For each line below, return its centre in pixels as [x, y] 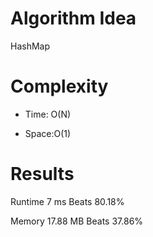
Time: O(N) [48, 114]
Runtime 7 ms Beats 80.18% [67, 201]
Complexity [59, 86]
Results [42, 174]
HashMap [30, 46]
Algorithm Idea [73, 18]
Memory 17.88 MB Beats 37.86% [77, 221]
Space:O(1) [48, 133]
